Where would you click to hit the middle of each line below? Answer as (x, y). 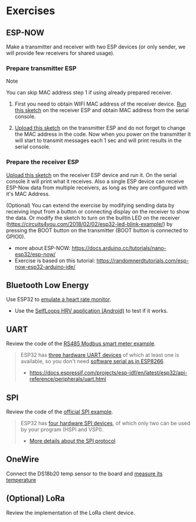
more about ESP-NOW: (43, 248)
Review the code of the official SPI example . (60, 412)
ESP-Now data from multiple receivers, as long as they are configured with (97, 188)
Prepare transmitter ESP (41, 68)
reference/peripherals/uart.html (68, 379)
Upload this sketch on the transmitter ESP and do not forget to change (100, 128)
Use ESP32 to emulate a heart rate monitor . (59, 300)
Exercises (31, 11)
